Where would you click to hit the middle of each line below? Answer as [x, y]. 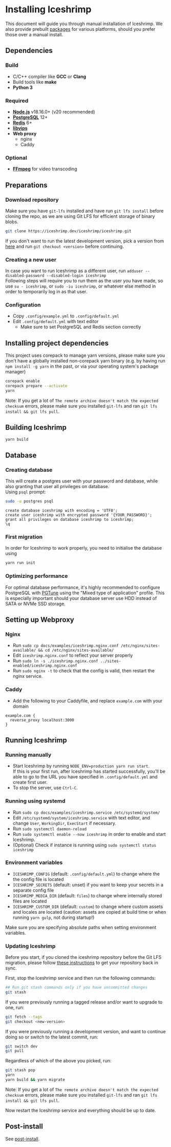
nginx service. [28, 676]
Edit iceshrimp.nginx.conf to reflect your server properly [73, 655]
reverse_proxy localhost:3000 [42, 720]
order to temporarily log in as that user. [46, 292]
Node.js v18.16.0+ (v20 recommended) [54, 112]
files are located [30, 901]
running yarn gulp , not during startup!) [54, 917]
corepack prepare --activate [36, 386]
